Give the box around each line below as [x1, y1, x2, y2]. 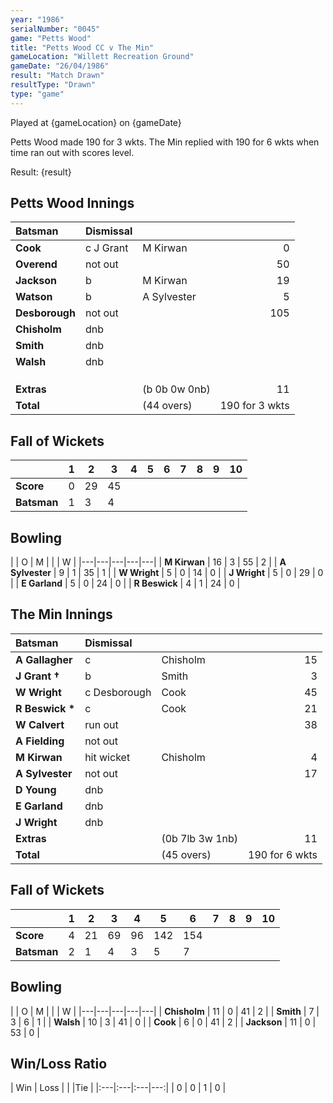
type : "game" [10, 89, 65, 99]
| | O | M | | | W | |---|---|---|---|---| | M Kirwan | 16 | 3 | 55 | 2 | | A [10, 556, 287, 568]
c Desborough [84, 685, 152, 699]
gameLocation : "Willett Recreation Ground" [10, 52, 195, 62]
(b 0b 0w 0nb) [142, 382, 211, 396]
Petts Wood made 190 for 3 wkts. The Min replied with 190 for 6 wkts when [10, 136, 320, 148]
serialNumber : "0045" [10, 24, 101, 34]
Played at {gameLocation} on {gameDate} [10, 116, 182, 128]
